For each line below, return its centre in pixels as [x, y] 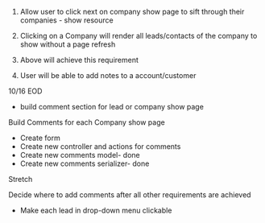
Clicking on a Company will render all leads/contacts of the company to [139, 36]
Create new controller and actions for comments [100, 147]
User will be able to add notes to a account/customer [108, 75]
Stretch [21, 179]
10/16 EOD [25, 91]
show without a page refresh [68, 44]
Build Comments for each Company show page [87, 122]
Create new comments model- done [80, 155]
